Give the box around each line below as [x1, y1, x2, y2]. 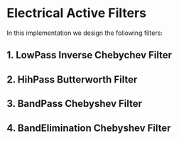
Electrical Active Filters [6, 5, 147, 21]
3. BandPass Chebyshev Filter [6, 98, 143, 110]
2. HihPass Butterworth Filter [6, 73, 138, 85]
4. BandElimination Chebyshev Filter [6, 122, 171, 134]
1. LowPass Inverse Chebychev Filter [6, 49, 172, 61]
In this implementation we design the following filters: [6, 28, 163, 37]
